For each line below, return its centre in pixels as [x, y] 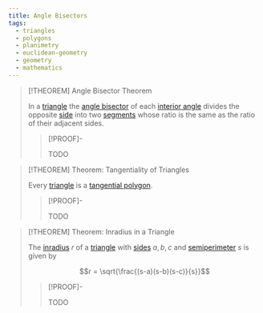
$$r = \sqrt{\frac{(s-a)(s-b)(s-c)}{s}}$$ [144, 271]
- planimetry [37, 46]
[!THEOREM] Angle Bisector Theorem [90, 90]
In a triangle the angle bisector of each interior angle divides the [134, 106]
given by [42, 255]
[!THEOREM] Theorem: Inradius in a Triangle [101, 231]
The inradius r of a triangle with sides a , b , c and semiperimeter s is [138, 247]
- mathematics [39, 68]
